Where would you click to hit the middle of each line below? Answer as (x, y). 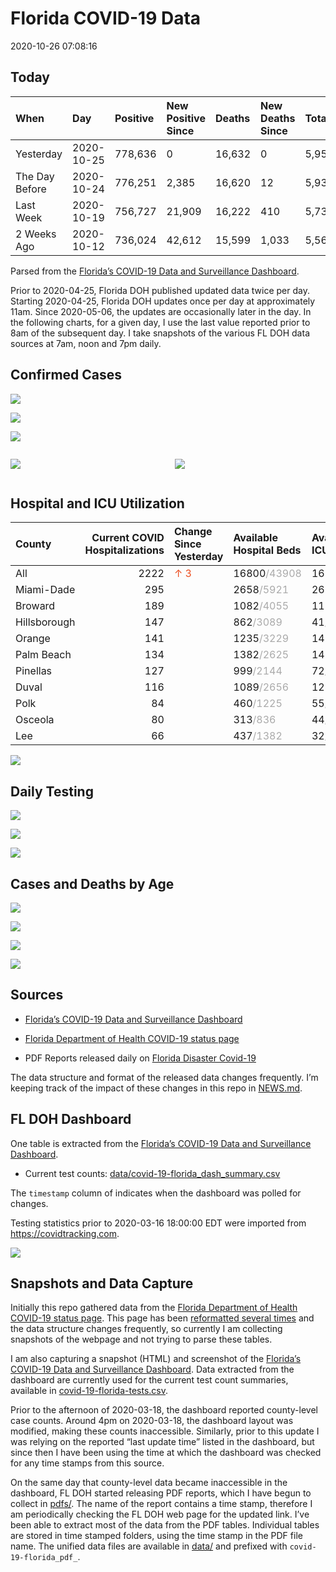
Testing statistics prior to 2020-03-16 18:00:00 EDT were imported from (158, 1223)
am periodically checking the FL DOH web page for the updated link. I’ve (160, 1514)
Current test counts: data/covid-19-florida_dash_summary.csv (152, 1173)
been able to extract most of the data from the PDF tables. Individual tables (165, 1525)
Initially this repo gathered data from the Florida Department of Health (154, 1308)
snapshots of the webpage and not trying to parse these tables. (141, 1339)
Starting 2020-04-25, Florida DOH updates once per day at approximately (163, 301)
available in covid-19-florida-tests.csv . (89, 1391)
